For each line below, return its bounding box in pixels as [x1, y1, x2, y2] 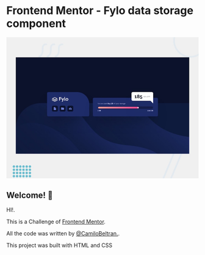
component [6, 16, 66, 31]
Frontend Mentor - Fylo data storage [6, 4, 194, 18]
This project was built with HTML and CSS [6, 242, 113, 249]
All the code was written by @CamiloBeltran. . [6, 230, 120, 237]
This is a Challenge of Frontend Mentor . [6, 218, 106, 226]
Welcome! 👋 [6, 190, 53, 200]
